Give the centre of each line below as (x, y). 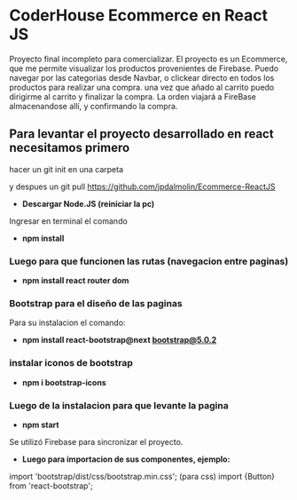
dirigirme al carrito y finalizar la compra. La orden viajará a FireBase (133, 96)
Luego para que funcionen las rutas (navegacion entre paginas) (149, 261)
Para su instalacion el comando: (67, 323)
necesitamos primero (70, 148)
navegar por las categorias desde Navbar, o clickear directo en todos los (142, 77)
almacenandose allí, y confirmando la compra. (94, 106)
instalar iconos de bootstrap (71, 363)
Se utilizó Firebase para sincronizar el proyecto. (96, 441)
